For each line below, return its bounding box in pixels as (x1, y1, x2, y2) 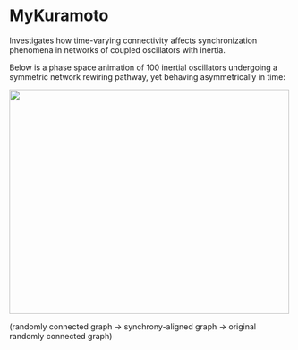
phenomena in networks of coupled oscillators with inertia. (9, 44, 226, 55)
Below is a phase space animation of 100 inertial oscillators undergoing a (9, 62, 278, 73)
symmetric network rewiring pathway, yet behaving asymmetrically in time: (9, 71, 286, 82)
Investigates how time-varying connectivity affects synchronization (9, 35, 258, 46)
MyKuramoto (9, 5, 109, 26)
